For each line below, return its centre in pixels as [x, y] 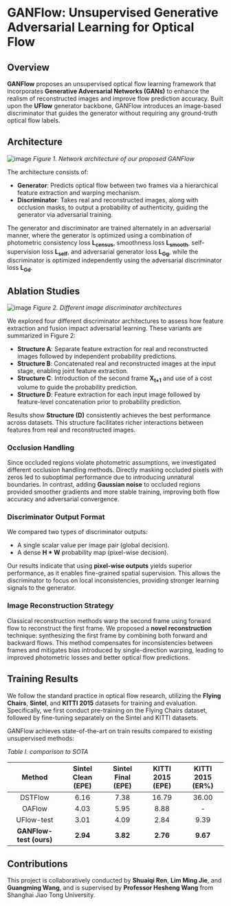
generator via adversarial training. [65, 214]
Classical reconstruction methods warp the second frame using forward [109, 620]
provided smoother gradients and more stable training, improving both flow [113, 492]
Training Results [43, 679]
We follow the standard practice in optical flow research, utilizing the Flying [114, 695]
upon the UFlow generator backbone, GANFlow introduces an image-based [114, 106]
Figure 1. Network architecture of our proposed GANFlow [114, 158]
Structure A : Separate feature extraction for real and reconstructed [112, 349]
